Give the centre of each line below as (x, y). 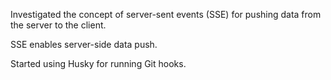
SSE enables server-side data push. (84, 44)
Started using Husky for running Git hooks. (98, 63)
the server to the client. (58, 25)
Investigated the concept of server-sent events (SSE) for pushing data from (166, 14)
